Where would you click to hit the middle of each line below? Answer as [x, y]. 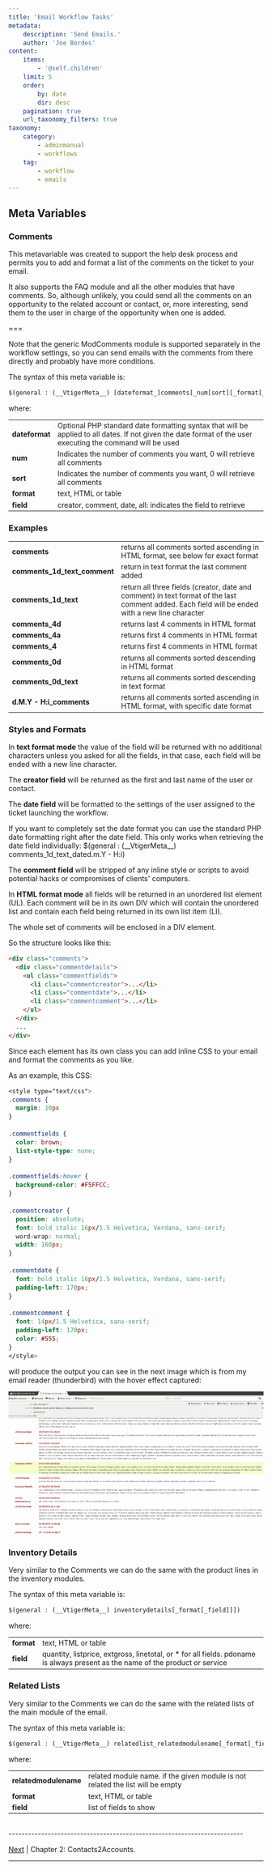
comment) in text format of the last [179, 595]
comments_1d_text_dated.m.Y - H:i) [67, 854]
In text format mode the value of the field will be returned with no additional [135, 747]
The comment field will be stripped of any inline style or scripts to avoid [129, 870]
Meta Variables [47, 213]
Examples [28, 528]
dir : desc [54, 102]
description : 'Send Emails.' [72, 34]
